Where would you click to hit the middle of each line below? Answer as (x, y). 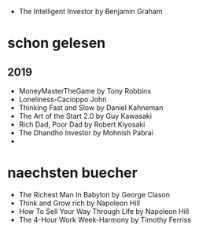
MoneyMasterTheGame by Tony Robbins (85, 91)
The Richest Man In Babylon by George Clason (94, 194)
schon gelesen (57, 43)
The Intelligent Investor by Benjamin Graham (90, 11)
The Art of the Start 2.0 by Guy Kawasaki (85, 116)
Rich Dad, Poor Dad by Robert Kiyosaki (82, 124)
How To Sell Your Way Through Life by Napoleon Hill (104, 211)
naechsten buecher (73, 173)
